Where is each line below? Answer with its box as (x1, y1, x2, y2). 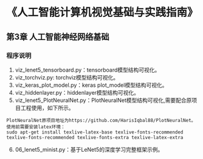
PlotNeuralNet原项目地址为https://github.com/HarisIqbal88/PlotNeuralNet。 (6, 117, 196, 123)
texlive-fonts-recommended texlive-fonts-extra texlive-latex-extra (6, 134, 184, 140)
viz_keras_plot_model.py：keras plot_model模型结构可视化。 (15, 81, 168, 89)
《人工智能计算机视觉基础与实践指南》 (6, 5, 199, 19)
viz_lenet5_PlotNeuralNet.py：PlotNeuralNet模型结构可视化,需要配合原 (15, 96, 192, 104)
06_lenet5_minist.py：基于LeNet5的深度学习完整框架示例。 (15, 146, 163, 153)
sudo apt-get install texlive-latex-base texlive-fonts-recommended (6, 129, 184, 135)
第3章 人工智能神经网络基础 (6, 32, 109, 42)
